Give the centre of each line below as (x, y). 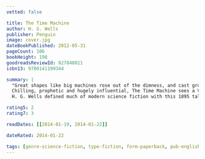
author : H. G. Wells (33, 29)
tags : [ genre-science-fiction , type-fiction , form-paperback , (87, 146)
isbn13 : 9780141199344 (35, 68)
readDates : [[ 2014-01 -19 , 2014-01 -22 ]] (57, 124)
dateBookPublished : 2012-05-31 (46, 46)
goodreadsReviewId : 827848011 (45, 63)
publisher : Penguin (31, 34)
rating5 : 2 (20, 108)
